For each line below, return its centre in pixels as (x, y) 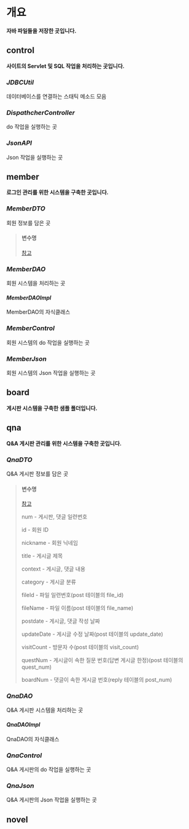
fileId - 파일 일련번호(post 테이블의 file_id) (72, 595)
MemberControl (31, 328)
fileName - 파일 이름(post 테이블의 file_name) (77, 608)
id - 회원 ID (35, 530)
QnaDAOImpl (23, 725)
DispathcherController (41, 112)
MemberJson (27, 358)
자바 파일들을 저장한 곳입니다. (41, 31)
